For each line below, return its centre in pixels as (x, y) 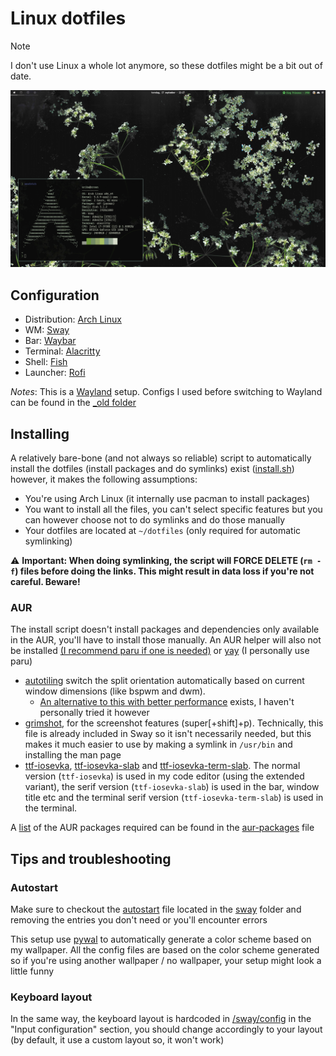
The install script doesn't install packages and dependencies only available (165, 629)
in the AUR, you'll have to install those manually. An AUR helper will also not (166, 640)
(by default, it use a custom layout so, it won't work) (117, 1040)
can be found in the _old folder (73, 403)
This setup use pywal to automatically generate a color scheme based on (161, 939)
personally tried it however (94, 713)
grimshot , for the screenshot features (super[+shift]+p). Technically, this (174, 723)
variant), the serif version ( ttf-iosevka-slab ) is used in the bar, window (172, 787)
